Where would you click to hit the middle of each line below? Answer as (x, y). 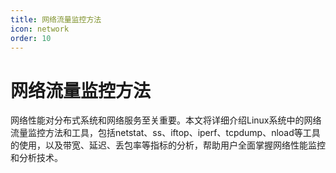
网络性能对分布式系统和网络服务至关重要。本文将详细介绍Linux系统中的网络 (166, 120)
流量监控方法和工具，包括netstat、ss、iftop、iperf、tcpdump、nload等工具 (165, 133)
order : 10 (31, 38)
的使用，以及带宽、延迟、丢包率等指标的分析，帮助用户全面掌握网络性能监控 (168, 145)
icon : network (40, 29)
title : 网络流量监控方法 (56, 19)
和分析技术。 (36, 158)
